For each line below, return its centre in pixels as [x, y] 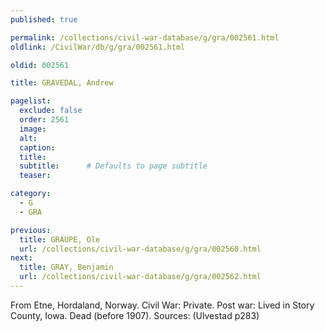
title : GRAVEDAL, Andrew [62, 83]
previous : [31, 230]
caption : [37, 147]
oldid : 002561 [40, 65]
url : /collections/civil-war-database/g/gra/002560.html [140, 249]
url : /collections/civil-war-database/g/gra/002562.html [140, 277]
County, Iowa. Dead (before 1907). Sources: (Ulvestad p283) [135, 315]
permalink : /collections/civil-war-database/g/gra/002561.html [145, 37]
